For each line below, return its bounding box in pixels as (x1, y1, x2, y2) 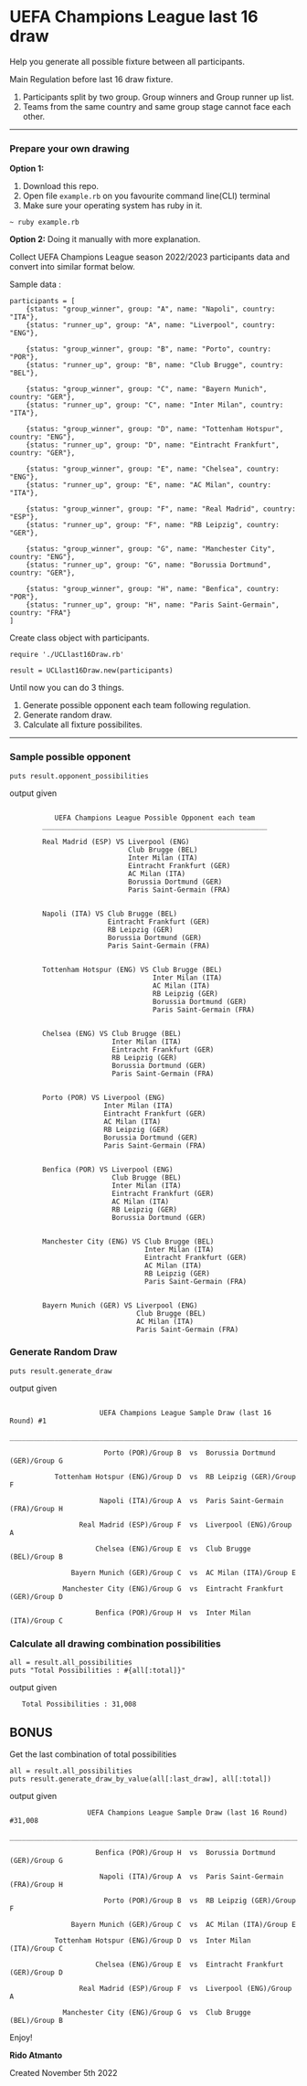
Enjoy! (9, 2031, 34, 2043)
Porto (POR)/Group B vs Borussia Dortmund (103, 1448, 276, 1457)
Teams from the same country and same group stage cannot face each (22, 101, 291, 111)
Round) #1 (9, 1416, 48, 1425)
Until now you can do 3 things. (9, 683, 125, 694)
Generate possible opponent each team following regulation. (22, 700, 251, 711)
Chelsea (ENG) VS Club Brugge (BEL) (42, 1029, 182, 1038)
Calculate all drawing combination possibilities (9, 1637, 222, 1650)
